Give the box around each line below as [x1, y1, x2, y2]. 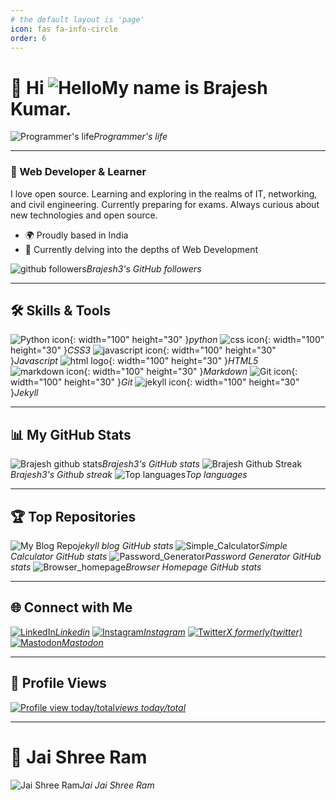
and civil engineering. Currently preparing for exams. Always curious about [10, 198, 320, 210]
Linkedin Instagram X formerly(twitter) [54, 626, 303, 638]
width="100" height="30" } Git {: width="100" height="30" [10, 376, 300, 388]
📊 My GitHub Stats [10, 426, 132, 443]
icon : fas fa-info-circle [10, 24, 118, 34]
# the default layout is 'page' [10, 14, 145, 25]
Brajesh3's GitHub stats [101, 458, 200, 470]
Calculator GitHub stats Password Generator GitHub [10, 551, 322, 563]
